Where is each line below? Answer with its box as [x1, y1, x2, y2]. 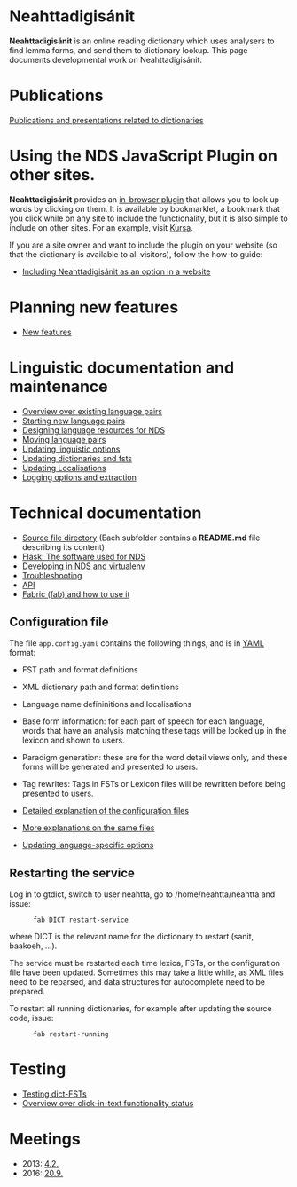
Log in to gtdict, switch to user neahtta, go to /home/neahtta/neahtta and [9, 889, 276, 900]
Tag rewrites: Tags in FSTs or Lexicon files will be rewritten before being [21, 779, 286, 790]
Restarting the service [9, 865, 136, 880]
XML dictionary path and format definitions [21, 681, 179, 693]
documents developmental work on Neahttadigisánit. [9, 54, 202, 65]
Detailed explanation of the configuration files [21, 806, 189, 816]
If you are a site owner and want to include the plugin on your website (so [9, 240, 277, 250]
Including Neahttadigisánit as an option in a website [21, 266, 211, 277]
